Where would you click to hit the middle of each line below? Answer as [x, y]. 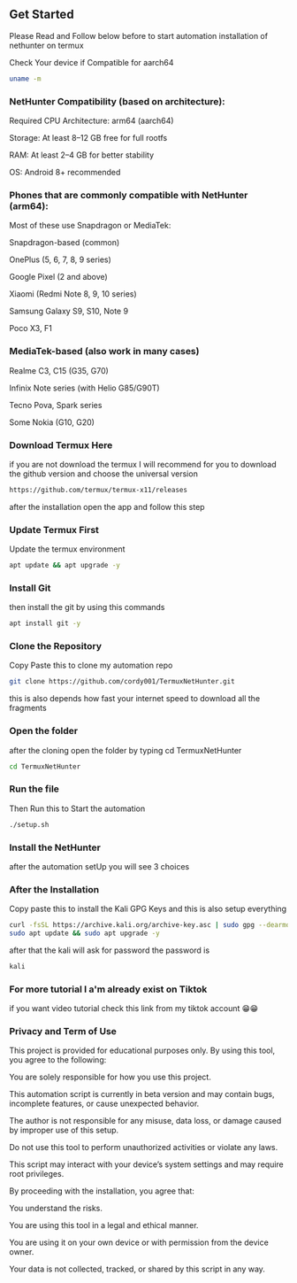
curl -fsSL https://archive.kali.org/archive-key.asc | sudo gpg [132, 925]
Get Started [42, 15]
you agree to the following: [58, 1060]
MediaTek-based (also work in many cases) [104, 352]
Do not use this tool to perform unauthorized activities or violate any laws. [144, 1148]
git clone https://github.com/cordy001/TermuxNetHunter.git [122, 682]
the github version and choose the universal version [104, 474]
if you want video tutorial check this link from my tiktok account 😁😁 [134, 1009]
